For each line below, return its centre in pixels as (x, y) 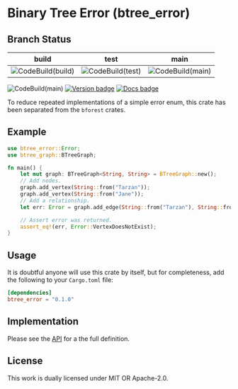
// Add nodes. (41, 181)
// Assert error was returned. (66, 220)
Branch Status (40, 39)
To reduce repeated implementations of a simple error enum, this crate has (117, 102)
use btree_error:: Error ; (44, 148)
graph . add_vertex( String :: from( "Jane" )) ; (82, 194)
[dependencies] (30, 293)
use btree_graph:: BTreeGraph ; (52, 155)
